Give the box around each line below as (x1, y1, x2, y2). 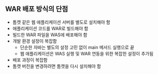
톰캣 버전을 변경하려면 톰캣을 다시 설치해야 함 (12, 63, 101, 69)
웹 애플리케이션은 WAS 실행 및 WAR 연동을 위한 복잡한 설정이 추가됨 (20, 50, 154, 56)
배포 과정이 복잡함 (12, 57, 48, 63)
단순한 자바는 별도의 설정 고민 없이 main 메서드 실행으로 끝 (20, 44, 134, 50)
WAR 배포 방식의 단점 (5, 5, 68, 14)
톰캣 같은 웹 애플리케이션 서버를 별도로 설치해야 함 (12, 19, 110, 25)
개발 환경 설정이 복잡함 (12, 38, 57, 44)
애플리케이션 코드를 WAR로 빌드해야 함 (12, 25, 89, 31)
